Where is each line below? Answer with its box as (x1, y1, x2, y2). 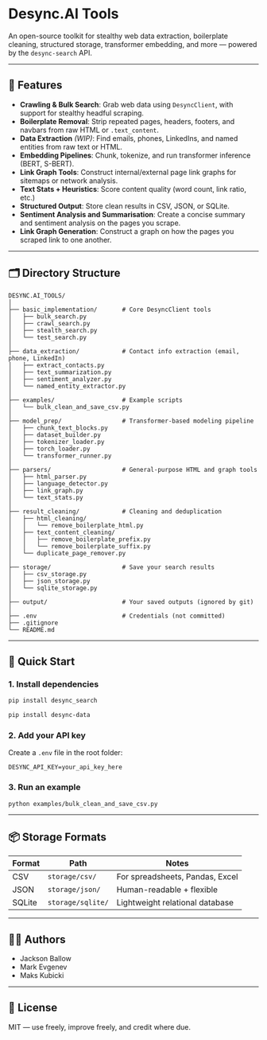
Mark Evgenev (19, 962, 68, 972)
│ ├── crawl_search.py (8, 319, 91, 327)
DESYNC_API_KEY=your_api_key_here (8, 763, 123, 772)
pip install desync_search (8, 697, 98, 705)
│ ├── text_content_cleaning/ (8, 528, 115, 536)
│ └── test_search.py (8, 333, 87, 341)
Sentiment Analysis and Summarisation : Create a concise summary (19, 209, 246, 219)
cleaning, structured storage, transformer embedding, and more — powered (8, 39, 257, 49)
